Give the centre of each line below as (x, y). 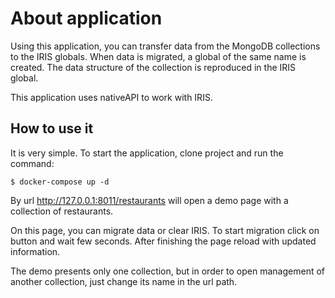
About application (86, 18)
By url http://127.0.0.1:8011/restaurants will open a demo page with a (149, 200)
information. (35, 251)
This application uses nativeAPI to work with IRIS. (111, 97)
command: (32, 163)
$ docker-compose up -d (60, 182)
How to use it (52, 128)
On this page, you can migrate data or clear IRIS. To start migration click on (165, 230)
